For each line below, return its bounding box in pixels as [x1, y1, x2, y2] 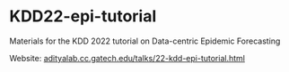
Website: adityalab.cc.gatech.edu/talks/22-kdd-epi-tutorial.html [9, 52, 245, 63]
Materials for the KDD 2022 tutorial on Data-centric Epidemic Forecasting [9, 36, 281, 46]
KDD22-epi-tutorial [9, 6, 157, 27]
